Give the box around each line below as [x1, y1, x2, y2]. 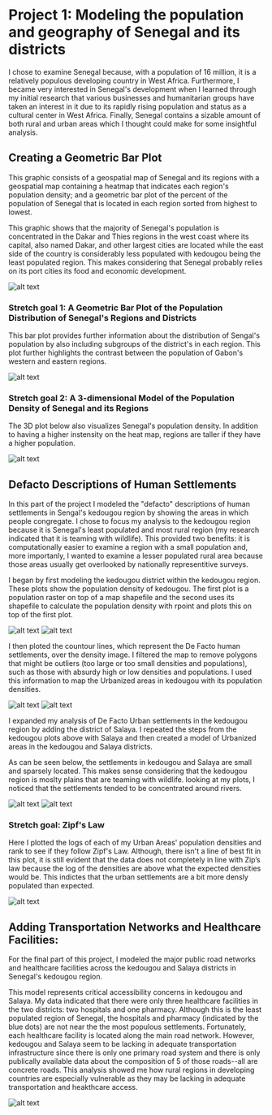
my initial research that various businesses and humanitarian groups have [8, 93, 255, 102]
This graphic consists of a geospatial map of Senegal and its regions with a [8, 172, 260, 182]
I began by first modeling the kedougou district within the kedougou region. [8, 575, 261, 586]
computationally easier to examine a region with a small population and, [8, 542, 248, 552]
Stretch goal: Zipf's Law [8, 819, 106, 831]
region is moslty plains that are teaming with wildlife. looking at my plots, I [8, 775, 256, 784]
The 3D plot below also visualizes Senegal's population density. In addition [8, 421, 258, 431]
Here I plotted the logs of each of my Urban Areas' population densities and [8, 838, 262, 848]
